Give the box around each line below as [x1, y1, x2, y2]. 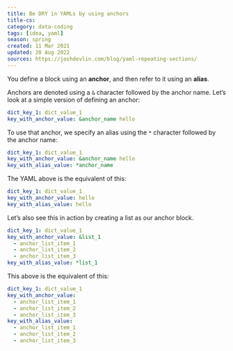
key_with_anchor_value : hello [7, 194, 95, 201]
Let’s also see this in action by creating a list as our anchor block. [7, 213, 194, 221]
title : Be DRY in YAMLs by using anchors [7, 10, 129, 17]
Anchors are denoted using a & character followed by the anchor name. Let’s [7, 88, 226, 96]
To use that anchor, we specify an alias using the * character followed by [7, 128, 216, 136]
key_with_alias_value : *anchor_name [7, 162, 113, 169]
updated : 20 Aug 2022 [7, 49, 70, 56]
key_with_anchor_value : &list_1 [7, 233, 101, 240]
